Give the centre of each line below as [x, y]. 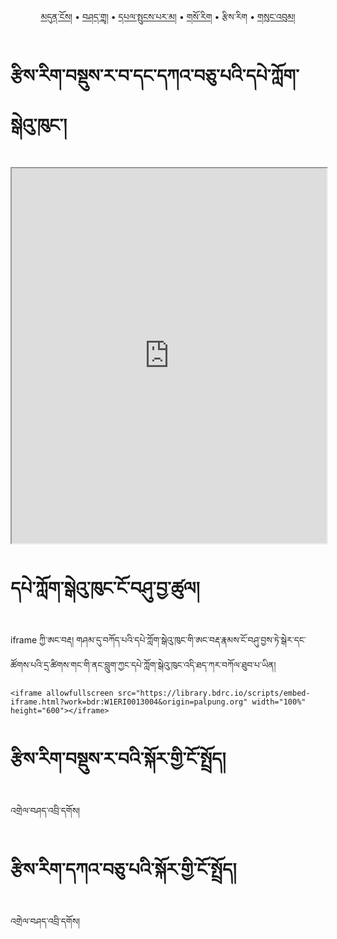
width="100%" [279, 702]
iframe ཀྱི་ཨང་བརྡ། [42, 639]
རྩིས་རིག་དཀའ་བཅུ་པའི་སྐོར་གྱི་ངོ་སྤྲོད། [123, 869]
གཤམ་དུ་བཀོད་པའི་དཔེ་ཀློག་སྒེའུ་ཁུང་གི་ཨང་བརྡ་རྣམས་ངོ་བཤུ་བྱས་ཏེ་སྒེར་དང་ [191, 639]
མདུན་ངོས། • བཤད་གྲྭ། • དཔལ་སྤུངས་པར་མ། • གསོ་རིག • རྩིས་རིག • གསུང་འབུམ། [168, 16]
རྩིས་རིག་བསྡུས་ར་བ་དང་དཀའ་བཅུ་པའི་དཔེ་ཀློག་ [155, 76]
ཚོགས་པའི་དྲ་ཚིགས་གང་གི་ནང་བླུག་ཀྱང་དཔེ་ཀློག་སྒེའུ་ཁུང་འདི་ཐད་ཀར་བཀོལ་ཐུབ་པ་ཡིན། [143, 664]
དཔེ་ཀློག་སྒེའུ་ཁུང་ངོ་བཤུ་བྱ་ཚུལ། [105, 588]
